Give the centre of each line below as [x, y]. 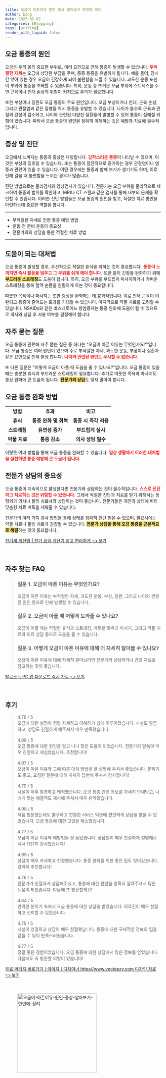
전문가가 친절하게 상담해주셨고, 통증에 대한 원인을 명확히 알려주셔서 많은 [86, 883]
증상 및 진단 [22, 144]
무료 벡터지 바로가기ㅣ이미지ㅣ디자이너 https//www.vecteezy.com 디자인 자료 [81, 969]
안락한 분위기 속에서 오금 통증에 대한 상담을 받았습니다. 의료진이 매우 [83, 906]
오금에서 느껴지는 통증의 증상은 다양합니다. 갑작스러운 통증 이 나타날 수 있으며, [80, 157]
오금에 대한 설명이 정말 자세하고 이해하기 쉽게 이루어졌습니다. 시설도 [83, 723]
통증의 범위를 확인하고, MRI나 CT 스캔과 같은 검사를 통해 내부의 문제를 [85, 192]
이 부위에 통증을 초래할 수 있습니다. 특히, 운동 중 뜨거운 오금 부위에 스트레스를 [80, 85]
